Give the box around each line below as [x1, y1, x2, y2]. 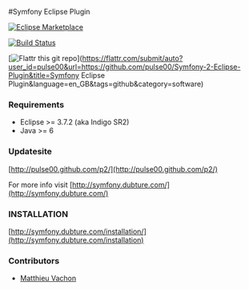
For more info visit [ [8, 180, 73, 190]
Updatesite [8, 146, 52, 157]
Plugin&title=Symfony [8, 71, 80, 80]
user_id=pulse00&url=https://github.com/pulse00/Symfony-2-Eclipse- [8, 62, 241, 71]
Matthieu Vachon [19, 273, 77, 284]
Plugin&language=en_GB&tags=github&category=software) [8, 80, 204, 88]
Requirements [8, 99, 65, 110]
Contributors [8, 255, 60, 266]
